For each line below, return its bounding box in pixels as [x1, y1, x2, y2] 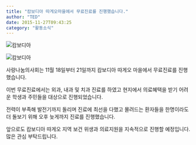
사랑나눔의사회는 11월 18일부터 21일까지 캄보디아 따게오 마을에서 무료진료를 [6, 67, 177, 74]
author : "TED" [6, 14, 41, 20]
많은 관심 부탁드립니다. [6, 133, 58, 140]
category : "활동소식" [6, 25, 54, 31]
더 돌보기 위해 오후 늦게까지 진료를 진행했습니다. [6, 113, 116, 120]
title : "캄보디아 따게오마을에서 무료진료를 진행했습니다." [6, 8, 129, 15]
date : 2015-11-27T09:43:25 [6, 19, 72, 25]
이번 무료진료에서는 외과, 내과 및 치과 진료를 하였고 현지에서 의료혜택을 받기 [6, 86, 178, 94]
